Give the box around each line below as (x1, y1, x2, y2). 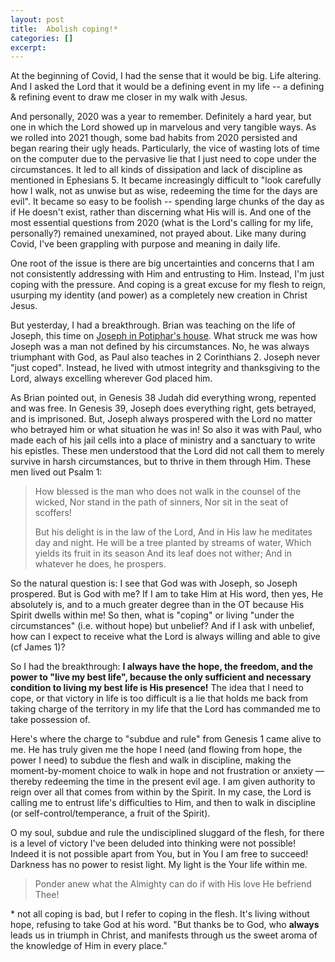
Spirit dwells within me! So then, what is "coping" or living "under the (10, 609, 295, 621)
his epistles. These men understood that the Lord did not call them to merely (10, 445, 325, 457)
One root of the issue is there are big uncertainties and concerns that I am (10, 257, 315, 270)
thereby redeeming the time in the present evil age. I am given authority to (10, 776, 316, 788)
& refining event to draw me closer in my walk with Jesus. (10, 91, 248, 103)
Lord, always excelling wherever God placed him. (10, 372, 213, 385)
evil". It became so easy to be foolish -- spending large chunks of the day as (10, 196, 325, 208)
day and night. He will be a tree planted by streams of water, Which (34, 537, 312, 549)
